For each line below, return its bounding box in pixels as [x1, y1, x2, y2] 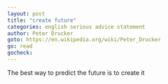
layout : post [7, 10, 45, 17]
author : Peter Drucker [7, 29, 73, 37]
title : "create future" [7, 17, 77, 24]
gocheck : [7, 50, 33, 57]
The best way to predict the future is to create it [7, 68, 145, 77]
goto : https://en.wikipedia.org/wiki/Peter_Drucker [7, 36, 161, 43]
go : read [7, 43, 33, 50]
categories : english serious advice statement [7, 23, 146, 30]
